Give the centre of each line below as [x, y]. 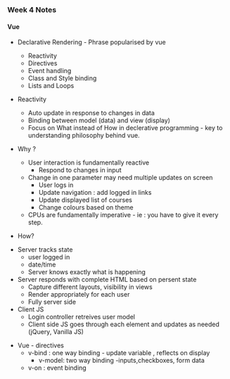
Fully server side [52, 302]
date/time [42, 264]
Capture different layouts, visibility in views [90, 287]
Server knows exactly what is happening [87, 272]
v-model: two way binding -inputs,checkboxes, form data [122, 361]
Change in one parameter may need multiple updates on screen [120, 178]
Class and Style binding [62, 78]
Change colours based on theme [86, 207]
